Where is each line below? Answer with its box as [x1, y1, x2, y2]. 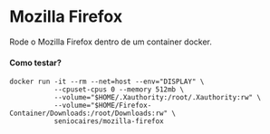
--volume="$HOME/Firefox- [53, 101, 152, 110]
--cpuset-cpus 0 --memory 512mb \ [53, 85, 184, 94]
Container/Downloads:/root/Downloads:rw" [9, 109, 169, 119]
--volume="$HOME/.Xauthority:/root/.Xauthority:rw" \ [53, 93, 261, 102]
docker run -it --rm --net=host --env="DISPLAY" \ [9, 77, 205, 87]
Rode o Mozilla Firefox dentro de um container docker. [9, 36, 213, 47]
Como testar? [9, 57, 62, 68]
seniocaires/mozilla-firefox [53, 117, 165, 126]
